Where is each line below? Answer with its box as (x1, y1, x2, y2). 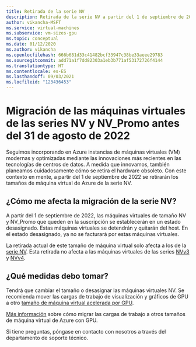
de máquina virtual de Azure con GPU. (6, 317, 98, 324)
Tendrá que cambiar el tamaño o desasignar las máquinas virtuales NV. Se (6, 287, 185, 294)
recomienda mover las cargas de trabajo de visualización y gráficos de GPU (6, 293, 188, 300)
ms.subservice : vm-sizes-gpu (6, 30, 77, 36)
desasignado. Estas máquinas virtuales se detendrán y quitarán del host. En (6, 224, 188, 231)
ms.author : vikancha (6, 47, 57, 53)
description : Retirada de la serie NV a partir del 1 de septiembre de (6, 14, 184, 20)
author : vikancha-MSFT (6, 19, 61, 25)
